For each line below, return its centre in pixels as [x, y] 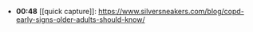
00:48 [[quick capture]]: [56, 11]
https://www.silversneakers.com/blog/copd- [172, 11]
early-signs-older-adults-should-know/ [80, 20]
